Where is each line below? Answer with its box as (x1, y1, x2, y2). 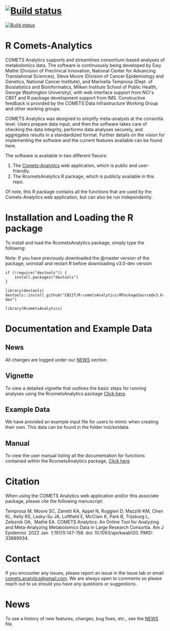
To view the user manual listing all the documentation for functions (5, 452, 145, 459)
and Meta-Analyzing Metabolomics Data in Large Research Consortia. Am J (5, 524, 164, 530)
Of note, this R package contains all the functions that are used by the (5, 188, 152, 195)
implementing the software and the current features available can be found (5, 137, 162, 143)
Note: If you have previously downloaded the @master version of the (5, 255, 150, 261)
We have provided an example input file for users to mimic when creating (5, 419, 159, 425)
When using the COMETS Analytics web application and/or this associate (5, 493, 159, 499)
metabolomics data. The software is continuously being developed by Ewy (5, 62, 161, 68)
